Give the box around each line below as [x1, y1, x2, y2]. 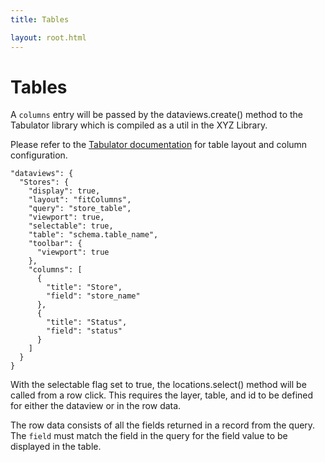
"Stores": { [19, 177, 70, 188]
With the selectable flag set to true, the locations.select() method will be [10, 379, 307, 391]
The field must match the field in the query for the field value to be [10, 430, 288, 442]
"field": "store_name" [46, 291, 141, 301]
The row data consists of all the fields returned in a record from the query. [10, 419, 316, 431]
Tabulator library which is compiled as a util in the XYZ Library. [10, 119, 268, 131]
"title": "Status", [46, 317, 128, 328]
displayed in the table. [10, 441, 102, 453]
